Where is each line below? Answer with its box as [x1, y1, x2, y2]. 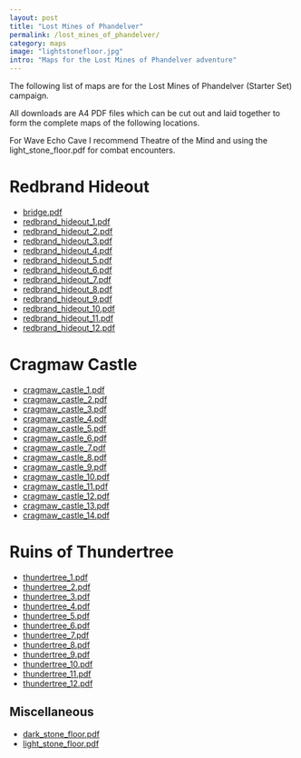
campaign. [9, 90, 50, 101]
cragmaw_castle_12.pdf [22, 490, 111, 501]
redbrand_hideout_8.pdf [22, 284, 113, 294]
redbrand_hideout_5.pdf [22, 254, 112, 265]
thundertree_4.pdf [22, 601, 91, 612]
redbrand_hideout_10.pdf [22, 303, 116, 314]
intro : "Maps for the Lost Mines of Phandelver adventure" [9, 55, 238, 65]
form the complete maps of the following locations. [9, 117, 200, 128]
